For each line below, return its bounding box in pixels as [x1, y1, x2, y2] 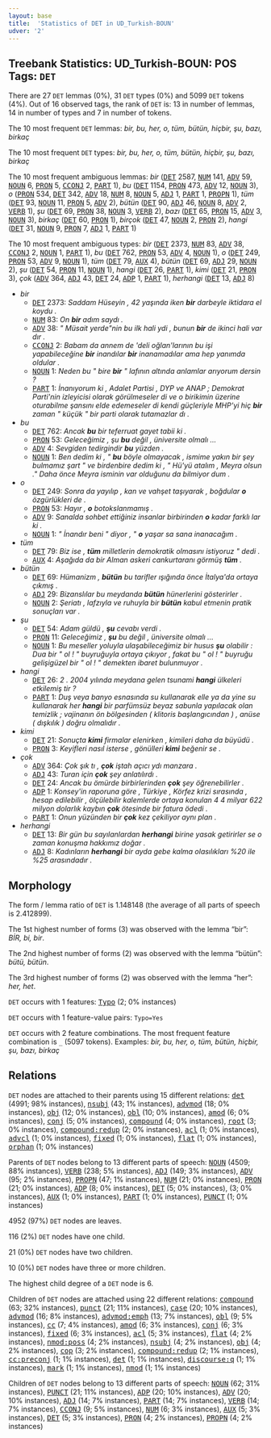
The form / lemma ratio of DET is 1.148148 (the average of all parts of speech [8, 900, 261, 909]
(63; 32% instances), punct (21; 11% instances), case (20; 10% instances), [8, 1302, 258, 1312]
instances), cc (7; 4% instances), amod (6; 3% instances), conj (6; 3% [8, 1319, 244, 1329]
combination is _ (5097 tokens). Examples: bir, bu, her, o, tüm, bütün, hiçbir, [8, 1037, 259, 1046]
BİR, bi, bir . [8, 933, 45, 942]
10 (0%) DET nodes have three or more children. [8, 1263, 166, 1272]
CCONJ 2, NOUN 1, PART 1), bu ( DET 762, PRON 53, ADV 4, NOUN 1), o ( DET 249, [8, 248, 261, 258]
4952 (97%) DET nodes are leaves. [8, 1216, 123, 1226]
